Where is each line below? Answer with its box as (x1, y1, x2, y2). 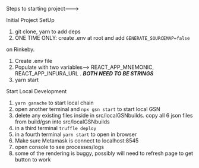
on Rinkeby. (6, 46, 35, 53)
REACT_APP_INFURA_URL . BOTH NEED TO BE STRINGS (14, 70, 154, 77)
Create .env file (14, 58, 52, 64)
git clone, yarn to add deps (14, 28, 81, 35)
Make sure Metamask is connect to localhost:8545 (14, 137, 139, 144)
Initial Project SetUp (6, 17, 55, 23)
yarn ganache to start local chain (14, 99, 94, 106)
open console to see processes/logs (14, 144, 104, 150)
